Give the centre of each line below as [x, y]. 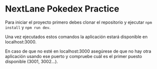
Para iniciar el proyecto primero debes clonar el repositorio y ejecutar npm [78, 22]
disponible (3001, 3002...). [32, 61]
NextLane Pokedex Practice [62, 9]
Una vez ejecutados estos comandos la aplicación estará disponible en [76, 37]
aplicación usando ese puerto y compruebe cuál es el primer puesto [74, 56]
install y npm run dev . [28, 27]
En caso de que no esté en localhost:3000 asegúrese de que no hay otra [78, 51]
